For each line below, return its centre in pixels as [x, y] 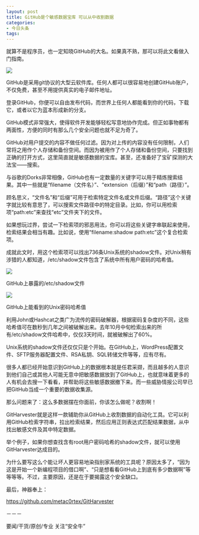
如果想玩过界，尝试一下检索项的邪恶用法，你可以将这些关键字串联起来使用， [99, 225]
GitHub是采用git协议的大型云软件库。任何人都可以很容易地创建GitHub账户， [99, 82]
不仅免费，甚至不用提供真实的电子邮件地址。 [61, 90]
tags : [13, 34]
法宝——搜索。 [24, 165]
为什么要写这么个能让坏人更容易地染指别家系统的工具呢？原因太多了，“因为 [98, 462]
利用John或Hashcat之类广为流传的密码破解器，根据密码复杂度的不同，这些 [98, 320]
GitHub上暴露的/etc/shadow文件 [46, 284]
